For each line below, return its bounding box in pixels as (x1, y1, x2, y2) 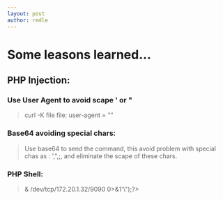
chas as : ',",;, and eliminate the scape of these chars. (24, 151, 178, 160)
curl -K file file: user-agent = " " (24, 111, 114, 119)
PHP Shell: (7, 169, 44, 178)
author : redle (7, 17, 49, 24)
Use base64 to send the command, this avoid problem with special (24, 144, 217, 153)
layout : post (7, 10, 45, 17)
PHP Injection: (7, 75, 70, 86)
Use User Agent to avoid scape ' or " (7, 95, 132, 105)
